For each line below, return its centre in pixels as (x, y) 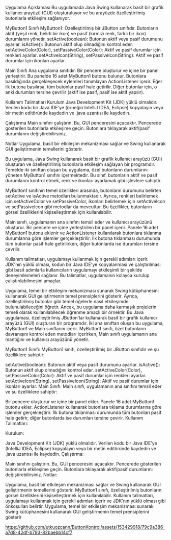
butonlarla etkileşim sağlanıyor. (38, 18)
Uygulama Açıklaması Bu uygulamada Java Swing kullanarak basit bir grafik (84, 7)
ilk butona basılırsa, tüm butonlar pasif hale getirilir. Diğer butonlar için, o (81, 87)
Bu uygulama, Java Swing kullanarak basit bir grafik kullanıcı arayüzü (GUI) (84, 159)
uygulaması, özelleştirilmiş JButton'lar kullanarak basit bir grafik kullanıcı (81, 318)
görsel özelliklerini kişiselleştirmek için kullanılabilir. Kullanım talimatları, (80, 495)
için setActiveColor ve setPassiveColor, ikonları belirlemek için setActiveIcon (85, 201)
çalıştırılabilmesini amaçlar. (34, 281)
